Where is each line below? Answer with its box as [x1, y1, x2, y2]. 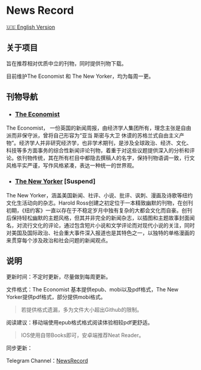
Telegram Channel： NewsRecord [6, 357, 89, 364]
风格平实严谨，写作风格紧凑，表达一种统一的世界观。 [6, 162, 138, 169]
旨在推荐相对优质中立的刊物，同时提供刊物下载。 [6, 59, 127, 67]
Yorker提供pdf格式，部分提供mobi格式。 [6, 293, 106, 300]
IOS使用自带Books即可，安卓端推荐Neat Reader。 [20, 331, 145, 339]
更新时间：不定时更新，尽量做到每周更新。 [6, 273, 111, 280]
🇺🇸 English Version [6, 23, 56, 31]
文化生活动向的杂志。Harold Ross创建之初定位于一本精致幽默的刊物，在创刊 [6, 199, 193, 206]
